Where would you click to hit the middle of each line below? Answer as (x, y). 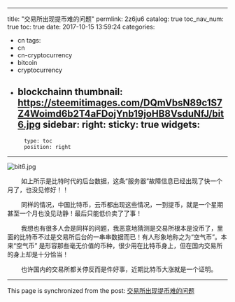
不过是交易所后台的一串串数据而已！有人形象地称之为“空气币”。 (129, 237)
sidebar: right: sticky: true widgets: (122, 125)
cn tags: (29, 40)
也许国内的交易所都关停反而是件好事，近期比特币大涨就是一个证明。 (119, 269)
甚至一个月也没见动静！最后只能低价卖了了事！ (74, 213)
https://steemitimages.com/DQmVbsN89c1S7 (120, 103)
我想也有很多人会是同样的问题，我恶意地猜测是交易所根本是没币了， (119, 228)
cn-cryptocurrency (45, 55)
